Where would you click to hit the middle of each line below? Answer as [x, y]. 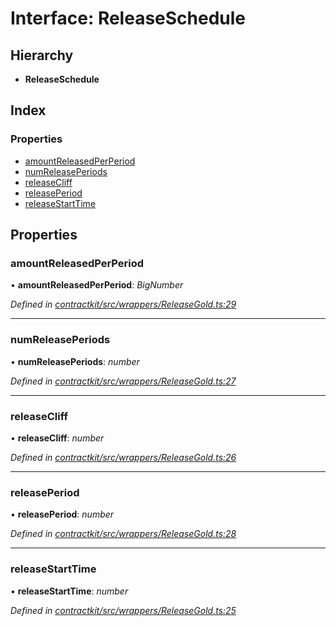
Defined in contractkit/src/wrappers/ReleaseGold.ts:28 [123, 534]
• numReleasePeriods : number [75, 361]
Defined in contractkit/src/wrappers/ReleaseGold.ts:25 [123, 610]
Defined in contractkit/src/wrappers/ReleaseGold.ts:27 [123, 381]
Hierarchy [42, 55]
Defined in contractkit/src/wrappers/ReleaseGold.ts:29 [123, 304]
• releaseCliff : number [57, 438]
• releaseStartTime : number [69, 591]
